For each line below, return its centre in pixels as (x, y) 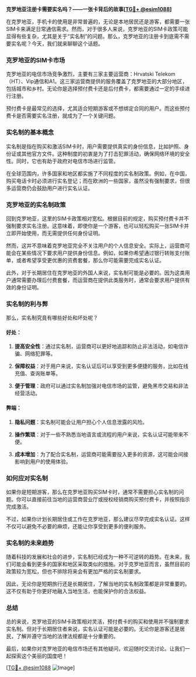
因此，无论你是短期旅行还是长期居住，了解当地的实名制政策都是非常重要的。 (98, 584)
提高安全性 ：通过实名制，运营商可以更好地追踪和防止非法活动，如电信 (99, 346)
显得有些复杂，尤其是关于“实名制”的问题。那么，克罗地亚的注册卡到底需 (93, 36)
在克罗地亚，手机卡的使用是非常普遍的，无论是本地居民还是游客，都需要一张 (98, 22)
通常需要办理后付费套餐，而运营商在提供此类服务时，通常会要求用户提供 (98, 280)
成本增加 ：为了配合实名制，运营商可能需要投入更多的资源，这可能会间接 (101, 454)
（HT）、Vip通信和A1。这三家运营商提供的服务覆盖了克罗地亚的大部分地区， (97, 81)
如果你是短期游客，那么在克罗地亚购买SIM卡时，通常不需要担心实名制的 (92, 492)
